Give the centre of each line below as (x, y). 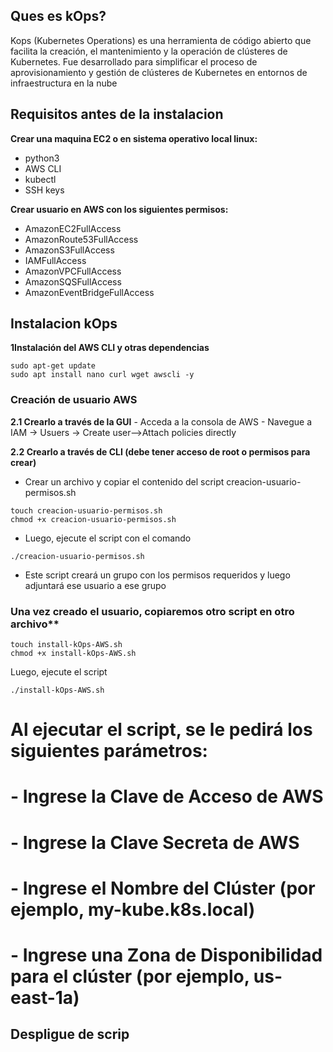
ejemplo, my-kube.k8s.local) (133, 909)
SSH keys (44, 190)
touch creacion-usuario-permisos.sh (86, 510)
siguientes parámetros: (109, 751)
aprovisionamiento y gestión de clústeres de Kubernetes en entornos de (159, 72)
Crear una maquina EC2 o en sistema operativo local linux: (134, 138)
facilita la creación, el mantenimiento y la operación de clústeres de (149, 51)
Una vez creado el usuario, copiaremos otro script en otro (152, 611)
